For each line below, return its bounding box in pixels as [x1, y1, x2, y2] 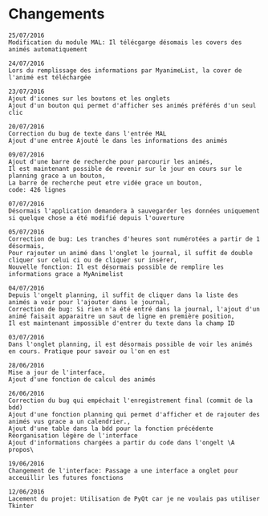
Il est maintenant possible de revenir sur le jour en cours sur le [8, 165, 242, 173]
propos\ [8, 445, 35, 453]
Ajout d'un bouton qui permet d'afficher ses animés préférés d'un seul [8, 101, 257, 109]
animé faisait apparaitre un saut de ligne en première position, [8, 312, 235, 320]
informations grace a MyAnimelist [8, 270, 124, 278]
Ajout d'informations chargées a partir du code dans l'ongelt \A [8, 438, 235, 446]
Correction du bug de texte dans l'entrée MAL [8, 129, 167, 137]
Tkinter [8, 502, 35, 510]
